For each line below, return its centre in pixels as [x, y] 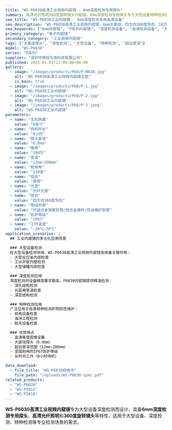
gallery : [15, 67]
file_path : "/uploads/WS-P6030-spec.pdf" [59, 375]
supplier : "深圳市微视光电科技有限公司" [44, 58]
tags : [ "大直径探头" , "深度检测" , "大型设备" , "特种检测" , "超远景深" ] [75, 44]
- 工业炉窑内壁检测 [27, 262]
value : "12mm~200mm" [36, 162]
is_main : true [29, 81]
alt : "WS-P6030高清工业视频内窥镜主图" [53, 77]
